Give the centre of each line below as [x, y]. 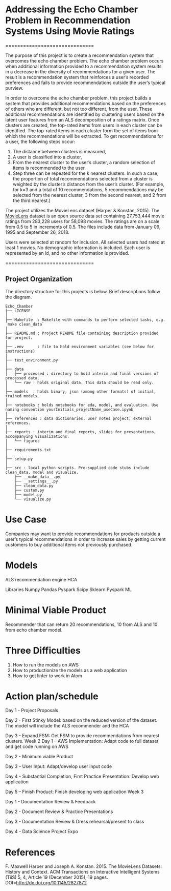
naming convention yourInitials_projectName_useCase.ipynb [69, 409]
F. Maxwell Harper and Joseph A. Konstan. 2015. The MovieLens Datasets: [84, 866]
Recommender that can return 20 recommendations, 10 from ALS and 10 [81, 624]
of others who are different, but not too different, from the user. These [79, 109]
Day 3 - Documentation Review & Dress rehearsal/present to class [75, 822]
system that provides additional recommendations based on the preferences [86, 103]
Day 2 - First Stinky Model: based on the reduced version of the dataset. [81, 720]
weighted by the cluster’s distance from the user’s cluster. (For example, [89, 184]
